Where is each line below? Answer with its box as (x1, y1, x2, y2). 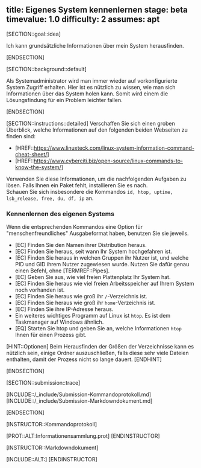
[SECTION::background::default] (6, 65, 87, 72)
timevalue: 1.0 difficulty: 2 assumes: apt (6, 14, 160, 25)
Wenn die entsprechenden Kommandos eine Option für (6, 223, 143, 231)
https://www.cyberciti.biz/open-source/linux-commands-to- (34, 157, 184, 164)
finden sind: (6, 132, 36, 139)
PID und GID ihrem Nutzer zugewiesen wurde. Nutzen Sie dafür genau (14, 261, 190, 268)
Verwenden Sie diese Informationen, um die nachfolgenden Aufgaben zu (6, 175, 187, 182)
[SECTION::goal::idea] (6, 30, 61, 37)
